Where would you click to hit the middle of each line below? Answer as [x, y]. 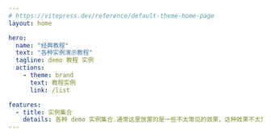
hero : [17, 38]
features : [25, 105]
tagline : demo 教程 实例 [55, 60]
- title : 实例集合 [44, 112]
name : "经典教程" [42, 45]
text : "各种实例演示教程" [54, 53]
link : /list [50, 90]
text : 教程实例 [53, 82]
